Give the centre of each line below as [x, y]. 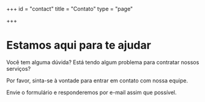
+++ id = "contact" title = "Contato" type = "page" [70, 9]
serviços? [19, 68]
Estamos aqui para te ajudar [79, 46]
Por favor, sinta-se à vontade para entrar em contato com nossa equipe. [97, 80]
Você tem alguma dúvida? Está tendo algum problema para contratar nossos [103, 62]
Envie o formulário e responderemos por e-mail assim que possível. [91, 92]
